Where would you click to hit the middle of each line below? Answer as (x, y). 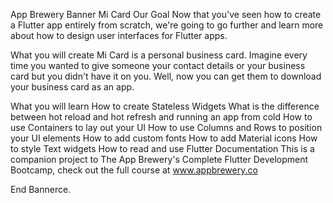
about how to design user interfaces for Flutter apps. (119, 35)
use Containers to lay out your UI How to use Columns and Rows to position (166, 127)
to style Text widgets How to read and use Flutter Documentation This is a (162, 148)
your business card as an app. (72, 87)
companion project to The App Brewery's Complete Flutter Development (159, 159)
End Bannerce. (41, 189)
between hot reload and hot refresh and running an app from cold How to (161, 117)
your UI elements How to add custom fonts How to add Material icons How (164, 138)
